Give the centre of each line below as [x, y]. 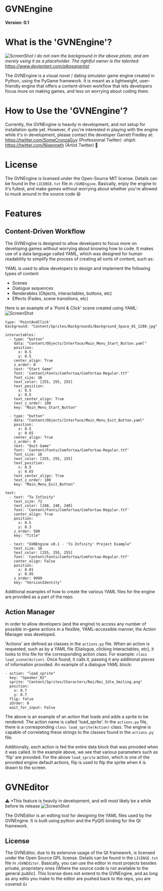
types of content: [22, 273]
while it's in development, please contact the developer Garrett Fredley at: [79, 135]
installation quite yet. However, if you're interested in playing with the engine [81, 129]
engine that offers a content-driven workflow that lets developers [87, 86]
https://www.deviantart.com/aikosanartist [47, 66]
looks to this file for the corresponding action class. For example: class [76, 654]
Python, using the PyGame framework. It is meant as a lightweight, [72, 81]
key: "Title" [27, 535]
